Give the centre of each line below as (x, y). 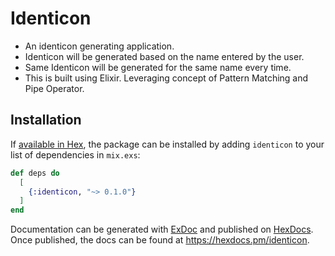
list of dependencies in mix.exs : (75, 154)
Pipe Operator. (54, 88)
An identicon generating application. (99, 46)
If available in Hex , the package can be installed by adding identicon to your (167, 144)
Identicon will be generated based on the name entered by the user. (164, 56)
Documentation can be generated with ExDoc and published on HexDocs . (162, 229)
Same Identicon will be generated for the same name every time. (158, 67)
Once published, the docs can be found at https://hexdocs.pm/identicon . (160, 240)
